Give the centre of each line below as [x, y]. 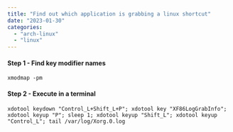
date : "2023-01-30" [36, 21]
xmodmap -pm [25, 78]
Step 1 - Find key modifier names [56, 63]
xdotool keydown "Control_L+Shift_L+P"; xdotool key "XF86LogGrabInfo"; [117, 109]
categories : [25, 27]
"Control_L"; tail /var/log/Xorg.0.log [66, 121]
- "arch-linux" [36, 34]
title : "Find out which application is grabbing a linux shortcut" [109, 14]
